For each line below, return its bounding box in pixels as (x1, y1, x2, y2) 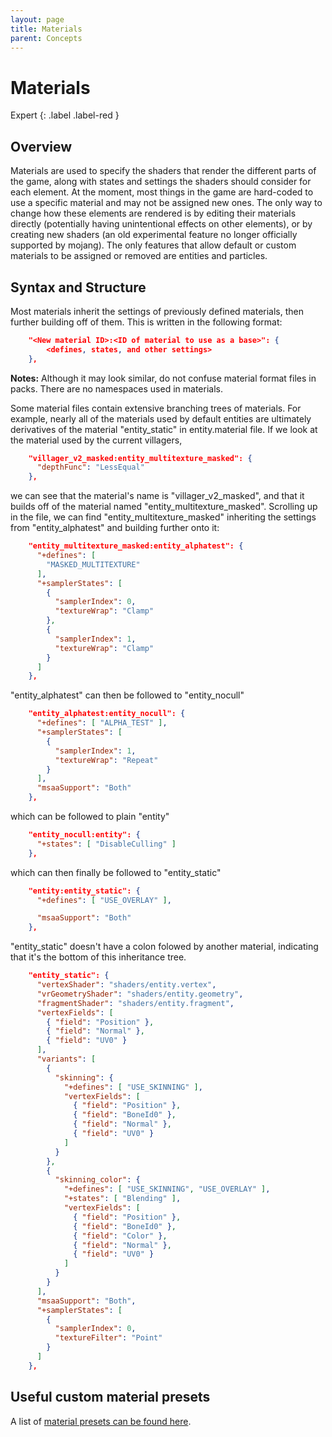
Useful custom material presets (10, 1389, 211, 1406)
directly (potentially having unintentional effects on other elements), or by (10, 218, 313, 230)
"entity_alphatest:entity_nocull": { (28, 709, 186, 719)
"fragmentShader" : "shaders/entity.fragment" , (36, 998, 235, 1008)
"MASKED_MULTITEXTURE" (46, 559, 141, 570)
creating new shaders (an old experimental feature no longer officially (10, 229, 298, 241)
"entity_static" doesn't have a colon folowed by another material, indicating (10, 941, 319, 953)
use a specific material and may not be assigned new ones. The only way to (10, 197, 323, 209)
